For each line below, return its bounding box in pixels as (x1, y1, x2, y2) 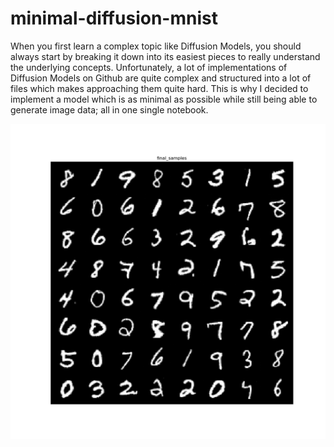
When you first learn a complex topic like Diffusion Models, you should (10, 40, 302, 52)
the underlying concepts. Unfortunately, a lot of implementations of (10, 61, 288, 73)
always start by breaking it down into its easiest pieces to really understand (10, 50, 321, 62)
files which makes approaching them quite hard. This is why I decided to (10, 82, 309, 94)
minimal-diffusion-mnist (10, 7, 218, 30)
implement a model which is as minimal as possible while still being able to (10, 93, 318, 105)
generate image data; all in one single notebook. (10, 103, 209, 116)
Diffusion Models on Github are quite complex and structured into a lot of (10, 72, 312, 84)
